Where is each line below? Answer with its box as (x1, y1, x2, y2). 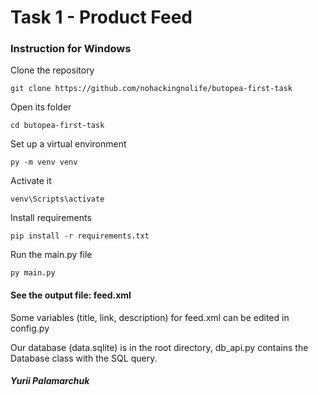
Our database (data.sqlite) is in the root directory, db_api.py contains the (10, 341, 309, 353)
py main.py (10, 268, 56, 278)
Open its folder (10, 101, 72, 113)
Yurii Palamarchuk (10, 375, 90, 387)
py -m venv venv (10, 157, 78, 168)
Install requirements (10, 212, 92, 224)
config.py (10, 322, 50, 334)
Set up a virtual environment (10, 138, 127, 150)
